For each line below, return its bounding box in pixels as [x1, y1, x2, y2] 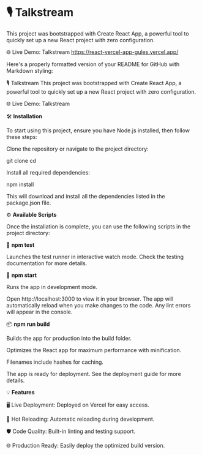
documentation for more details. [6, 259, 88, 267]
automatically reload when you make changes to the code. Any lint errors [6, 301, 191, 309]
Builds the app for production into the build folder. [6, 334, 132, 342]
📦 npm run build [6, 320, 50, 328]
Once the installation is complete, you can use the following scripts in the [6, 222, 191, 230]
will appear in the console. [6, 308, 73, 315]
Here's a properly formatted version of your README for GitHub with [6, 60, 180, 68]
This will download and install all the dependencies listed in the [6, 192, 165, 200]
